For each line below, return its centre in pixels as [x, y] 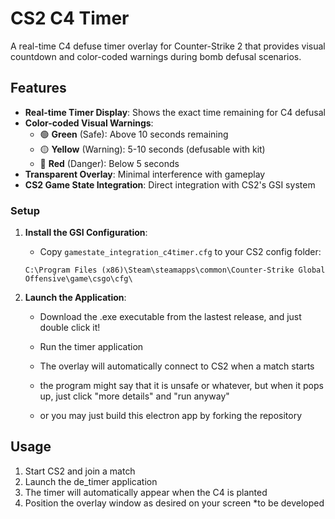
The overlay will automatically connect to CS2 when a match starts [177, 366]
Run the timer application [91, 347]
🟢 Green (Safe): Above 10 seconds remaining [134, 134]
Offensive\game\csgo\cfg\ [78, 279]
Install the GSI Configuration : [86, 233]
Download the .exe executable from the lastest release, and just [170, 317]
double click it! [70, 328]
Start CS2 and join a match [80, 471]
